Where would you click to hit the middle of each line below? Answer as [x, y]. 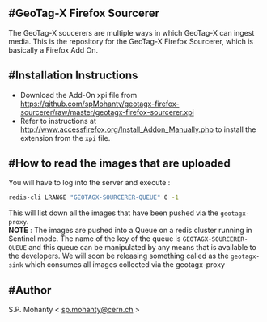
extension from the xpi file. [65, 138]
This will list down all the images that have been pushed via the [114, 213]
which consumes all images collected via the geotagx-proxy [125, 265]
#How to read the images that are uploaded [119, 164]
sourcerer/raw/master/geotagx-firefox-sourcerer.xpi [107, 112]
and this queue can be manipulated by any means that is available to [142, 248]
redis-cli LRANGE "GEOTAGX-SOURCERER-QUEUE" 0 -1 [94, 197]
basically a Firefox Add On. [53, 50]
